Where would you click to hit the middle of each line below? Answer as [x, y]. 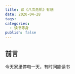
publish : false [21, 33]
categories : [17, 23]
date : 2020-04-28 [23, 14]
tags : [11, 19]
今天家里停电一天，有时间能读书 [37, 67]
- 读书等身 [19, 28]
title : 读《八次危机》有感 [30, 10]
